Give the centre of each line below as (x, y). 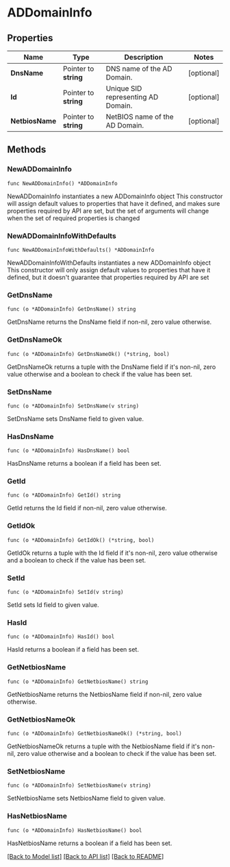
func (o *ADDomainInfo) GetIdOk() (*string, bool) (81, 540)
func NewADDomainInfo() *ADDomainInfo (62, 183)
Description (144, 57)
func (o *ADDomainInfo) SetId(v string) (66, 592)
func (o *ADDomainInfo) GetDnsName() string (72, 309)
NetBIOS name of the (140, 117)
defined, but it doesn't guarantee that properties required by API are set (108, 277)
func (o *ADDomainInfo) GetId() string (64, 495)
